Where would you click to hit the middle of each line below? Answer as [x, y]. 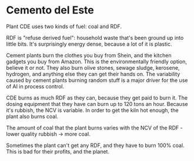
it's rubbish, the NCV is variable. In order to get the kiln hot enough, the [92, 110]
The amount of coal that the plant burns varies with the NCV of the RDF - [95, 128]
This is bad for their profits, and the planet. [58, 151]
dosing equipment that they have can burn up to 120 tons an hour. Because [97, 104]
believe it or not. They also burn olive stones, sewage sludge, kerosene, [93, 67]
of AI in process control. [35, 86]
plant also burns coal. [32, 116]
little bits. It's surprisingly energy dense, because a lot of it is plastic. [89, 44]
